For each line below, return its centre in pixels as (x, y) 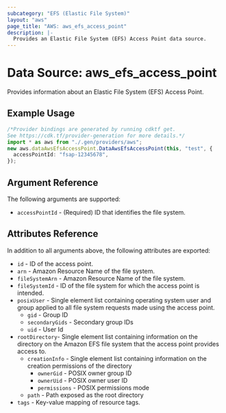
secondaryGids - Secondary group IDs (80, 322)
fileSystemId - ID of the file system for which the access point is (108, 285)
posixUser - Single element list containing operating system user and (114, 300)
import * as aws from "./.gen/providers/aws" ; (75, 142)
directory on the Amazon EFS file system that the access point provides (118, 344)
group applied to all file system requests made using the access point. (116, 307)
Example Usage (41, 114)
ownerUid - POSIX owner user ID (83, 380)
